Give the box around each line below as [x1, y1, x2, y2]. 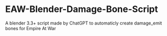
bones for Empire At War [5, 25, 56, 31]
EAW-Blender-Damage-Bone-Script [5, 3, 158, 15]
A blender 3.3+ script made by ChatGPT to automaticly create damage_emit [5, 20, 162, 26]
